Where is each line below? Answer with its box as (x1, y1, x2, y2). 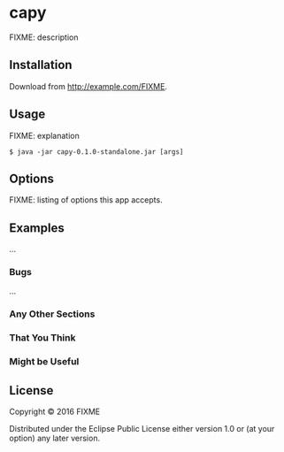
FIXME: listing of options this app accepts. (9, 195, 163, 205)
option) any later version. (9, 433, 100, 444)
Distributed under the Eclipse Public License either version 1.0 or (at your (9, 424, 275, 434)
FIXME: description (9, 32, 79, 42)
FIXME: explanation (9, 130, 80, 141)
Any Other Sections (9, 308, 96, 320)
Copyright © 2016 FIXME (9, 406, 101, 418)
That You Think (9, 332, 76, 344)
